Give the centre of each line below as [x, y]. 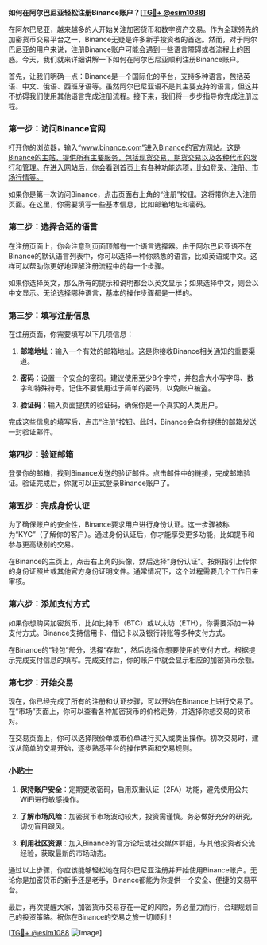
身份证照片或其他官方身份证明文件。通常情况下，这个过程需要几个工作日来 [137, 571]
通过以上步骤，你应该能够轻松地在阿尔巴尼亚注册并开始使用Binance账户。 [130, 870]
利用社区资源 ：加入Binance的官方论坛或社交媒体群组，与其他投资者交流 [137, 843]
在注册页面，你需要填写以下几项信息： [71, 334]
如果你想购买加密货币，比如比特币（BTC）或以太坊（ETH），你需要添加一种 [132, 623]
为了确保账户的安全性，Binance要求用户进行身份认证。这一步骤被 [116, 524]
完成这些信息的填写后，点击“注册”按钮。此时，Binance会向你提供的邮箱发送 [132, 422]
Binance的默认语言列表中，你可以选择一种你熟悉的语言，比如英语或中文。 [130, 256]
